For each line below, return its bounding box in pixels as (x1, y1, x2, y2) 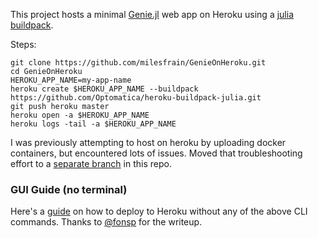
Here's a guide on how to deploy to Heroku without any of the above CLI (10, 205, 308, 218)
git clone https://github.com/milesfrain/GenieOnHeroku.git (10, 58, 267, 68)
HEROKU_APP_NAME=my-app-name (10, 75, 132, 85)
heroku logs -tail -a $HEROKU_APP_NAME (10, 119, 177, 129)
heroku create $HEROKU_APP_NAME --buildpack (10, 84, 199, 94)
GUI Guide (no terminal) (10, 182, 128, 196)
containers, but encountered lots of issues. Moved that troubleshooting (10, 147, 303, 159)
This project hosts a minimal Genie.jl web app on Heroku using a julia (10, 9, 294, 20)
